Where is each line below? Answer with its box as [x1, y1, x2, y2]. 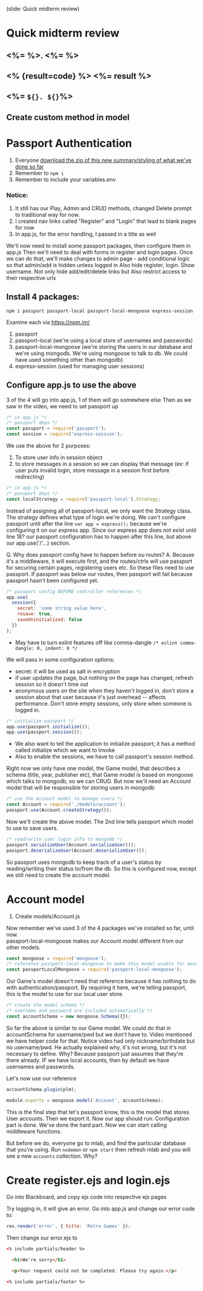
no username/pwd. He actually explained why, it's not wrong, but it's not [6, 1043, 187, 1050]
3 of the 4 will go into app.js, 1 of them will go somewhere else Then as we [6, 396, 192, 403]
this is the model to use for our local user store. [6, 991, 124, 998]
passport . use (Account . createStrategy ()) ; [6, 807, 112, 814]
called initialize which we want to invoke [14, 746, 115, 754]
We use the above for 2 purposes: [6, 442, 91, 450]
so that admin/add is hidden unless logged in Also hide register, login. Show [6, 261, 195, 268]
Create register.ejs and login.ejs [6, 1173, 170, 1187]
